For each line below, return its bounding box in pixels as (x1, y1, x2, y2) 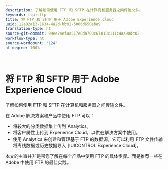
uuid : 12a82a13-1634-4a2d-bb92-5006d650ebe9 (5, 21, 101, 27)
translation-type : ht (5, 26, 51, 31)
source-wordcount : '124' (5, 41, 58, 46)
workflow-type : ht (5, 36, 44, 41)
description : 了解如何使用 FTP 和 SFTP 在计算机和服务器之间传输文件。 (5, 7, 143, 13)
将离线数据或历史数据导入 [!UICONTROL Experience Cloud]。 (12, 142, 141, 148)
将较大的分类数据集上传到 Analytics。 (12, 123, 91, 129)
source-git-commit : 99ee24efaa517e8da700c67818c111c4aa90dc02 (5, 31, 140, 36)
